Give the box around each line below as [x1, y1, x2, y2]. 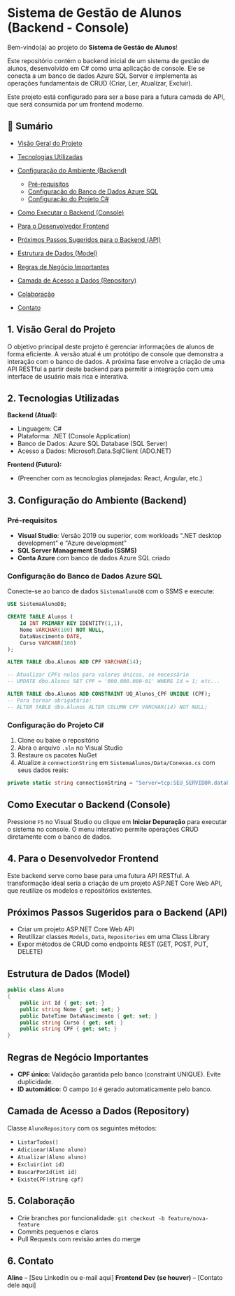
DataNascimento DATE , [20, 633, 83, 640]
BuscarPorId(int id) [17, 1168, 78, 1175]
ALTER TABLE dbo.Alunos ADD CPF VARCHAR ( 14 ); [7, 659, 142, 666]
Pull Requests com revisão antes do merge [17, 1234, 141, 1243]
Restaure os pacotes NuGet [17, 751, 97, 760]
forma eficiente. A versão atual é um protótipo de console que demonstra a [7, 349, 224, 358]
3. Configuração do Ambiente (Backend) [7, 494, 187, 506]
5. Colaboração [7, 1195, 76, 1207]
